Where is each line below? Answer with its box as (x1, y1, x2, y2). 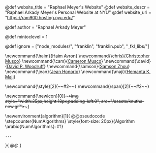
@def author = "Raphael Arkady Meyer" (5, 24, 86, 30)
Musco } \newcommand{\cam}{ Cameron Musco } (5, 58, 103, 64)
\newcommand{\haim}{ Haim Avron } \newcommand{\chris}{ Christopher (5, 53, 150, 59)
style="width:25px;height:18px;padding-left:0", (5, 98, 100, 104)
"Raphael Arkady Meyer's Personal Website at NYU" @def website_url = (5, 9, 152, 15)
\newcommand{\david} (104, 58, 151, 64)
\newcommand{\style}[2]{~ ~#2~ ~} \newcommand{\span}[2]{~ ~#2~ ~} (5, 83, 150, 89)
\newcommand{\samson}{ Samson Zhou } (46, 64, 130, 69)
